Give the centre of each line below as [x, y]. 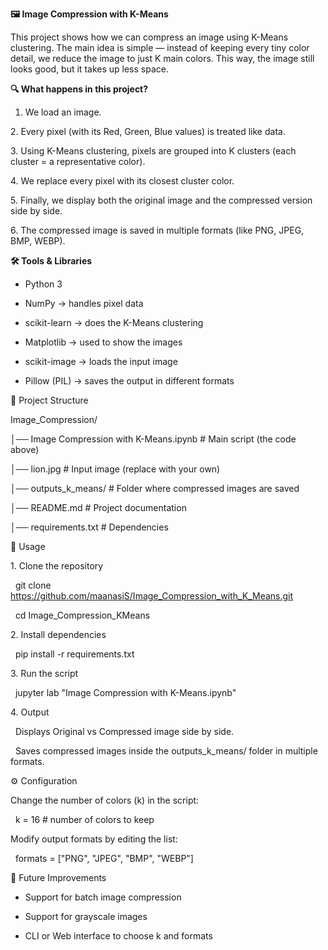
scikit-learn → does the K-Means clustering [114, 322]
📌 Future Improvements [58, 877]
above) [25, 449]
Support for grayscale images [86, 916]
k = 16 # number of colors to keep [84, 819]
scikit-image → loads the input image [101, 361]
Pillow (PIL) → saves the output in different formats [129, 381]
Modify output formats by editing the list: [94, 839]
